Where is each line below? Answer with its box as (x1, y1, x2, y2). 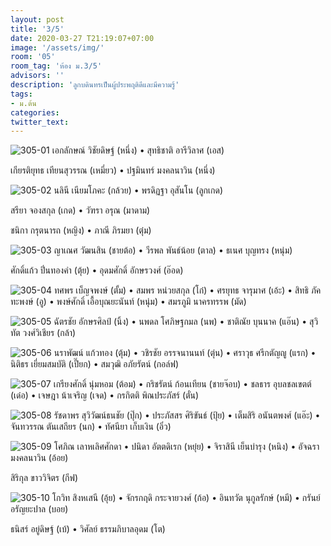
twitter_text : (10, 117, 70, 127)
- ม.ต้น (10, 98, 37, 108)
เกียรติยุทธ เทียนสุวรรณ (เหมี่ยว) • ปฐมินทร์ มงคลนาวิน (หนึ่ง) (10, 164, 216, 176)
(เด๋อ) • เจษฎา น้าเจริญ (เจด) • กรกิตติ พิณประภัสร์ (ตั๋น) (10, 389, 200, 401)
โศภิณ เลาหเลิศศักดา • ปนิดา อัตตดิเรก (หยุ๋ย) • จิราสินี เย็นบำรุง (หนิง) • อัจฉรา (53, 441, 320, 453)
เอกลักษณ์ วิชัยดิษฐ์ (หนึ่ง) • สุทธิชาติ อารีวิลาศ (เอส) (51, 144, 225, 156)
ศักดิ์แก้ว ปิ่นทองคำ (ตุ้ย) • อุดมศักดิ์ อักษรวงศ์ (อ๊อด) (10, 264, 184, 276)
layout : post (10, 14, 65, 25)
